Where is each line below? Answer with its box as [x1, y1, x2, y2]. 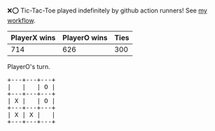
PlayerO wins [62, 33, 108, 43]
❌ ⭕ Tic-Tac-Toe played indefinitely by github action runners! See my [7, 6, 208, 15]
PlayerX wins [11, 33, 56, 43]
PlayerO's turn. [7, 63, 50, 70]
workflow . [7, 17, 36, 24]
